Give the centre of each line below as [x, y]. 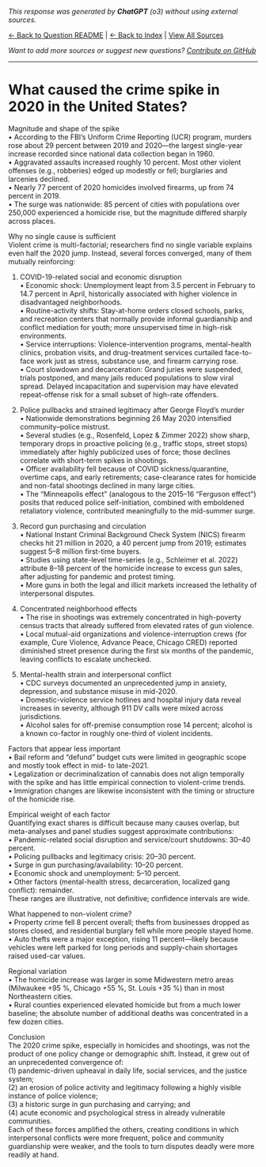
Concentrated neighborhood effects [78, 608]
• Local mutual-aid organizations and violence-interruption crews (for [133, 634]
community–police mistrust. [65, 426]
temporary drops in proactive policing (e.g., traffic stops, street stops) [133, 443]
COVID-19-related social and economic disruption [101, 277]
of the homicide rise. [42, 799]
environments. [43, 335]
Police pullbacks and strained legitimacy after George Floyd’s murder [132, 410]
